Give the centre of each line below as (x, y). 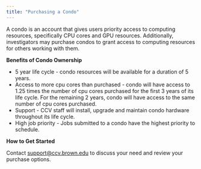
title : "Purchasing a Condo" (43, 12)
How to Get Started (31, 141)
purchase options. (29, 159)
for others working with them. (43, 48)
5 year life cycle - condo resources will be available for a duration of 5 (102, 72)
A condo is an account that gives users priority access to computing (91, 29)
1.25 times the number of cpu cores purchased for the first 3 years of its (104, 91)
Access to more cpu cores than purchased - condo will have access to (103, 84)
